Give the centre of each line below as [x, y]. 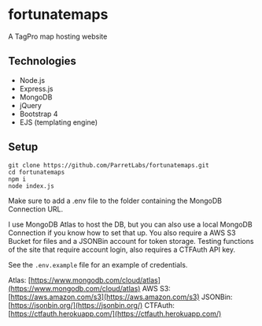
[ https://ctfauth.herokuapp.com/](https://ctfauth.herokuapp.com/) [115, 313]
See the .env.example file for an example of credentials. [98, 264]
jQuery [30, 105]
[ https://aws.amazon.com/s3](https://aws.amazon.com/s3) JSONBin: [120, 297]
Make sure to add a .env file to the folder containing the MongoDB [115, 200]
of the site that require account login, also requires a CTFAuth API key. [122, 249]
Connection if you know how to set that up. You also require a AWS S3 [122, 232]
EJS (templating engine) [59, 122]
